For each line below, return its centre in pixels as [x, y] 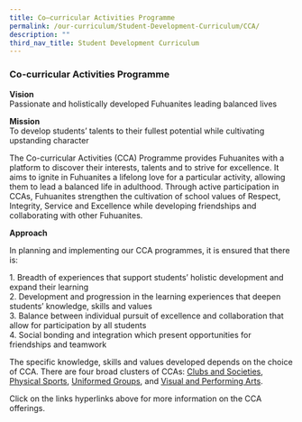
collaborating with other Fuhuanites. [76, 215]
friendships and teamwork [58, 344]
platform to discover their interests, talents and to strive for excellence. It [144, 167]
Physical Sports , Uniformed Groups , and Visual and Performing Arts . [136, 381]
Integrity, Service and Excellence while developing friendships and [133, 206]
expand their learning [49, 287]
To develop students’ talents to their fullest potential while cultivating [137, 131]
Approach [28, 233]
